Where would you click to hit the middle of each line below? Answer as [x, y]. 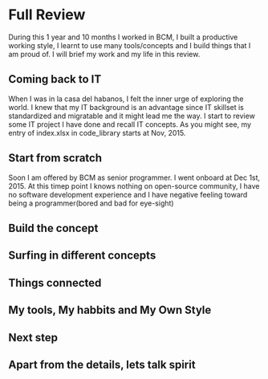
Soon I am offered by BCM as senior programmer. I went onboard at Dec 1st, [134, 177]
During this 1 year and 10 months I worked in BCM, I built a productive [123, 37]
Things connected [55, 283]
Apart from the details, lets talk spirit [102, 364]
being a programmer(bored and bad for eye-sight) [91, 203]
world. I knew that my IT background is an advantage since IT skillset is [126, 107]
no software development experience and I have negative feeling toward [128, 194]
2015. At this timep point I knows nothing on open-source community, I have [134, 185]
